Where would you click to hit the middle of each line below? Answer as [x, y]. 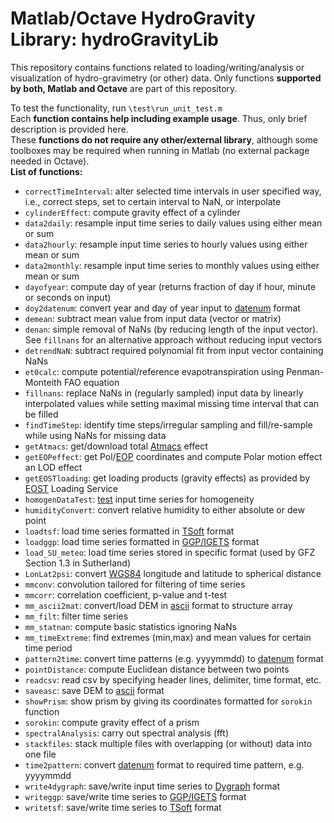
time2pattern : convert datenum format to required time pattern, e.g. [164, 764]
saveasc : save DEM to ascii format [94, 690]
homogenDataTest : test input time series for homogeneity [139, 499]
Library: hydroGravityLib [114, 39]
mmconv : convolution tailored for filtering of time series [135, 584]
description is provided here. [69, 129]
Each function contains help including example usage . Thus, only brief [159, 118]
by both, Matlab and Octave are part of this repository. [124, 88]
